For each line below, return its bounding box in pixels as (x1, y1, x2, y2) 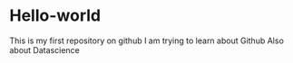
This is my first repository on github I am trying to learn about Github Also (9, 35, 284, 46)
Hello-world (9, 5, 102, 26)
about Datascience (9, 44, 80, 55)
